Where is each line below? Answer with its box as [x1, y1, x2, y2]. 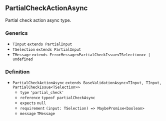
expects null [19, 101, 46, 106]
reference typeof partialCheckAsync [19, 96, 95, 101]
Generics [5, 29, 28, 36]
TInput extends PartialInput [12, 42, 72, 47]
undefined [12, 57, 33, 62]
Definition [5, 68, 30, 75]
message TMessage [19, 112, 55, 117]
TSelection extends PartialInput [12, 47, 81, 52]
